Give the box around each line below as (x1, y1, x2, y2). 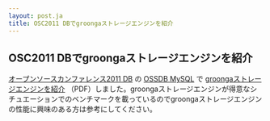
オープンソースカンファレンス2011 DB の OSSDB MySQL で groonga (8, 74, 234, 84)
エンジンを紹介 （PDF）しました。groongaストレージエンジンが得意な (15, 84, 251, 94)
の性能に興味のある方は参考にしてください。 (8, 104, 158, 114)
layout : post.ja (8, 11, 63, 20)
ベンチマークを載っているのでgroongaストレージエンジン (71, 94, 263, 104)
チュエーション (8, 94, 58, 104)
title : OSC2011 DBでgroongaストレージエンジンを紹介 (8, 19, 174, 27)
